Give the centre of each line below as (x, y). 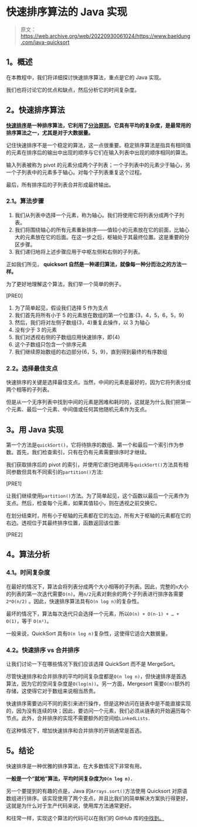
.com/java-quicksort (45, 42)
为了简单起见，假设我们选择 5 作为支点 (61, 308)
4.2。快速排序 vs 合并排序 (43, 650)
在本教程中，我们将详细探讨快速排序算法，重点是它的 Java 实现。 (85, 77)
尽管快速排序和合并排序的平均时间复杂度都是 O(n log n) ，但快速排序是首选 (96, 676)
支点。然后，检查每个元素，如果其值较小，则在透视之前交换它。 (83, 503)
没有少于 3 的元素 (36, 329)
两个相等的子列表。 (29, 390)
